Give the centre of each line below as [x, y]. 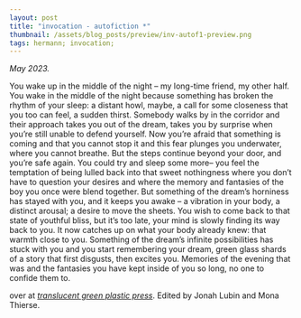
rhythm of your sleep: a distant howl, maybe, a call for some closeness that [149, 106]
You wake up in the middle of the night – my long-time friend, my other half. [150, 86]
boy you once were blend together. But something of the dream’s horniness [150, 192]
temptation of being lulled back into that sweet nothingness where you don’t [150, 173]
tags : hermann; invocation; [62, 43]
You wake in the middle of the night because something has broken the [141, 96]
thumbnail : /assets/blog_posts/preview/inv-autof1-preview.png [131, 34]
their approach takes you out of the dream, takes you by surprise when [141, 125]
